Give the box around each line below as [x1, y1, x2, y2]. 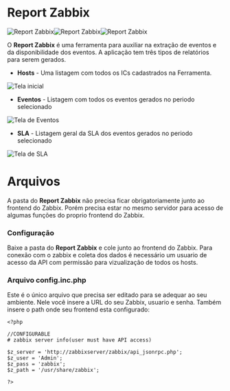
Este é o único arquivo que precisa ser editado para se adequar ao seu [7, 291, 207, 299]
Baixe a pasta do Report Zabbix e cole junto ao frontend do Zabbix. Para [7, 244, 213, 252]
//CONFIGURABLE [7, 331, 51, 337]
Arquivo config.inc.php [7, 276, 87, 285]
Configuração [7, 228, 55, 237]
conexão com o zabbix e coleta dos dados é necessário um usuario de [7, 251, 207, 259]
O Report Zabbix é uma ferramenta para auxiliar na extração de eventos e [7, 40, 217, 49]
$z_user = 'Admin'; [7, 355, 63, 362]
